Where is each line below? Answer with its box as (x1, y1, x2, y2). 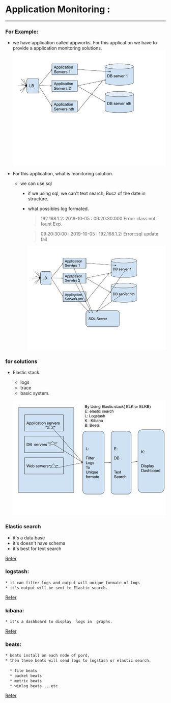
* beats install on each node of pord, (5, 653, 90, 658)
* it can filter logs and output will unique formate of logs (5, 580, 140, 585)
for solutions (5, 358, 38, 365)
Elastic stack (12, 370, 40, 376)
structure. (27, 196, 48, 202)
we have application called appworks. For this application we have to (12, 40, 157, 46)
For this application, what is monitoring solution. (12, 171, 113, 177)
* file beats (10, 668, 38, 673)
